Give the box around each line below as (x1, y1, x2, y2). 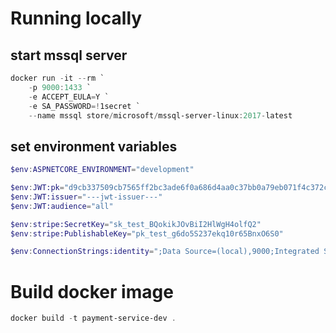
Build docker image (10, 280, 174, 303)
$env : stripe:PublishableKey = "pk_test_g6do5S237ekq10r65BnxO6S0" (10, 228, 284, 239)
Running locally (10, 7, 143, 30)
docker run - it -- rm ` (10, 73, 105, 83)
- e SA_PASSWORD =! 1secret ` (28, 101, 141, 111)
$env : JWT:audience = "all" (10, 201, 114, 211)
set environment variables (10, 138, 178, 155)
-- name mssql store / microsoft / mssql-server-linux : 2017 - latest (28, 110, 293, 121)
